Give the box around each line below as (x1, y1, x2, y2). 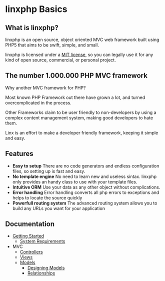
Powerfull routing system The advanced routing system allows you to (12, 200, 157, 206)
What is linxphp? (5, 23, 59, 32)
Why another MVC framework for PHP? (5, 84, 86, 90)
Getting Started (12, 233, 44, 239)
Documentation (5, 220, 55, 228)
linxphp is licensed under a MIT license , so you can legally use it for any (5, 51, 153, 57)
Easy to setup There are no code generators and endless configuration (12, 162, 159, 168)
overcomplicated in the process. (5, 99, 71, 105)
